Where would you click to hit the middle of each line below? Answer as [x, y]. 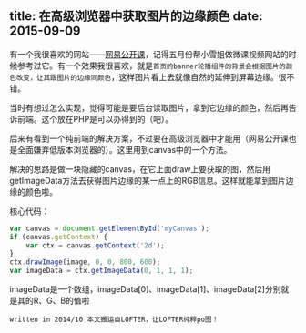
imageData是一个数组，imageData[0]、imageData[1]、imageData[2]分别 [145, 289]
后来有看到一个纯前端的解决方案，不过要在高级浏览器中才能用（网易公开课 [149, 138]
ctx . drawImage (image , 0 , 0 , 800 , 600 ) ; [85, 262]
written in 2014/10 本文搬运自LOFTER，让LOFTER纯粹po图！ [114, 320]
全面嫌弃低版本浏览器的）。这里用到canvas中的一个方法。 [124, 149]
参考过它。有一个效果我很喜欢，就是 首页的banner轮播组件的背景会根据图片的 [152, 66]
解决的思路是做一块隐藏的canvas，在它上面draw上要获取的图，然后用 [140, 169]
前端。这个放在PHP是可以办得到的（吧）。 [95, 119]
